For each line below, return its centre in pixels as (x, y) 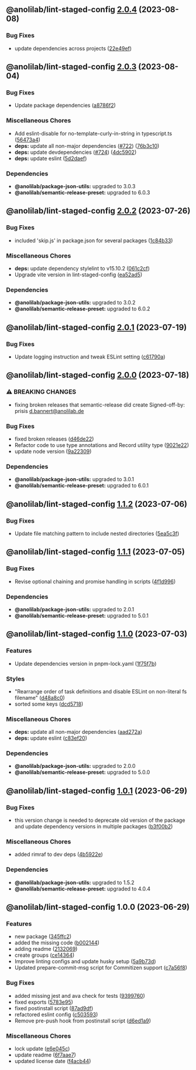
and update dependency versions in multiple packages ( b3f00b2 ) (94, 827)
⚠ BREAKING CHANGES (41, 392)
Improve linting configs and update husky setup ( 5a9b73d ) (85, 961)
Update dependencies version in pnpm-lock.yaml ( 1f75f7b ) (85, 663)
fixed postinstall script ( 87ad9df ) (54, 1008)
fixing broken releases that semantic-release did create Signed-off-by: (100, 405)
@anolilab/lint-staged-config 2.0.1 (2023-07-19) (97, 327)
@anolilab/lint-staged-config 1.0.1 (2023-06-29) (97, 790)
